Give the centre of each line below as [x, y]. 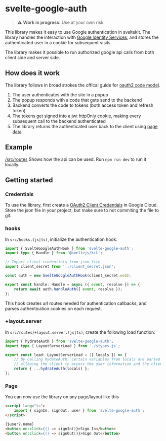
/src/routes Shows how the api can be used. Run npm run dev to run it [76, 159]
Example [19, 147]
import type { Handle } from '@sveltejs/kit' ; [54, 253]
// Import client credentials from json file [53, 262]
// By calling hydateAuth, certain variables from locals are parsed [87, 360]
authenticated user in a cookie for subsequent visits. [59, 42]
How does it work [33, 73]
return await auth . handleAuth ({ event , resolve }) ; [68, 289]
